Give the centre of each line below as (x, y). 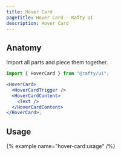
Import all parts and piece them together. (57, 63)
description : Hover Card (38, 23)
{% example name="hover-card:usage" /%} (61, 146)
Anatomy (24, 48)
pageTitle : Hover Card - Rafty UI (50, 18)
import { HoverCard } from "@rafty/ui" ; (58, 73)
